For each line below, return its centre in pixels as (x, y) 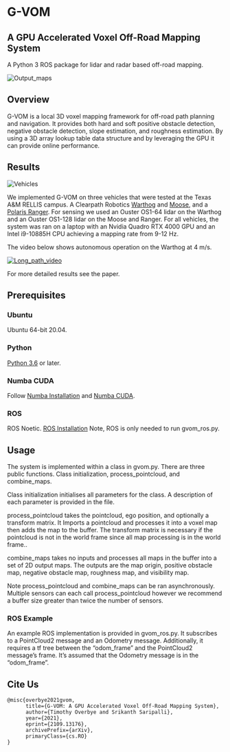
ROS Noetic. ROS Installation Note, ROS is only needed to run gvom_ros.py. (113, 428)
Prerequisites (36, 296)
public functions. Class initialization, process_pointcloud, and (94, 474)
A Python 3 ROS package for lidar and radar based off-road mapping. (105, 65)
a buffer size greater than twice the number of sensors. (85, 600)
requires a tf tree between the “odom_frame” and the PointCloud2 (100, 648)
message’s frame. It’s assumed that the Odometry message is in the (103, 656)
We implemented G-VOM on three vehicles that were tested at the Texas (109, 197)
